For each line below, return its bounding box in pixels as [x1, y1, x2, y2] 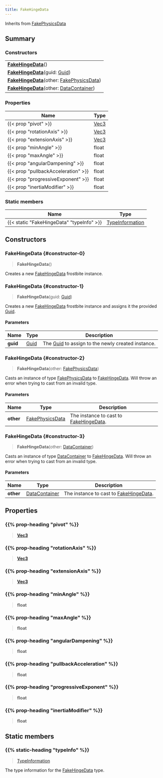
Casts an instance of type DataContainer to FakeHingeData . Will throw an [5, 453, 151, 459]
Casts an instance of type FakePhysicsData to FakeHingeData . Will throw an [5, 375, 157, 381]
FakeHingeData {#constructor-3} [5, 433, 85, 440]
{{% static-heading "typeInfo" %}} [5, 747, 90, 754]
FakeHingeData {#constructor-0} [5, 250, 85, 257]
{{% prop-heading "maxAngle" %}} [5, 614, 91, 621]
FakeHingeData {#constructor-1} [5, 283, 84, 290]
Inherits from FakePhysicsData [5, 20, 66, 26]
